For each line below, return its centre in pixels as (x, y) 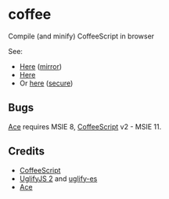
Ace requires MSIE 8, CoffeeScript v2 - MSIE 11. (85, 126)
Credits (27, 152)
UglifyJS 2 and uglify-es (58, 179)
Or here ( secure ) (46, 83)
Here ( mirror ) (41, 66)
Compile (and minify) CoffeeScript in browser (81, 36)
